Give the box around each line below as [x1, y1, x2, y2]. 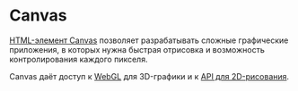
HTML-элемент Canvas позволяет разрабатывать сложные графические [9, 35, 289, 45]
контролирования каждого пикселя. [9, 54, 148, 64]
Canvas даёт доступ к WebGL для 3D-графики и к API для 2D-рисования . [9, 70, 290, 81]
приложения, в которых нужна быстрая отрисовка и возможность [9, 44, 265, 54]
